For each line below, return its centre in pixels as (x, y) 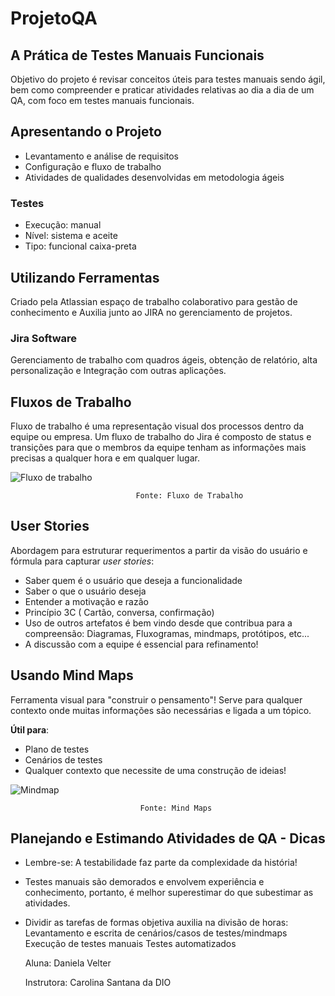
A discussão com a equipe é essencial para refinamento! (141, 644)
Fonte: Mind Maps (176, 808)
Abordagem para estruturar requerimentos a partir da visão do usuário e (159, 550)
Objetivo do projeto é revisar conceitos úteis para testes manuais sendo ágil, (168, 79)
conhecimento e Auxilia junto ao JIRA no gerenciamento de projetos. (151, 312)
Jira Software (44, 338)
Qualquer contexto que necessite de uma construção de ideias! (155, 770)
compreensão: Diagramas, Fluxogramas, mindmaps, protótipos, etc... (167, 633)
